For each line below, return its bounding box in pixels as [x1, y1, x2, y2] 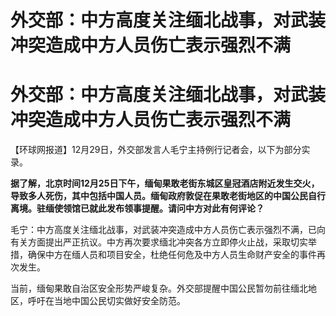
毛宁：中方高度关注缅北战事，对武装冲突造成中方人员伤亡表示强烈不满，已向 [10, 224, 326, 236]
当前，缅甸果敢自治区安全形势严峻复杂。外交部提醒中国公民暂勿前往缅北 [10, 282, 308, 295]
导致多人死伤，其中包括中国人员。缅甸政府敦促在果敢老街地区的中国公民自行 [10, 190, 326, 202]
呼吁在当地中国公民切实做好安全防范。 [27, 295, 186, 307]
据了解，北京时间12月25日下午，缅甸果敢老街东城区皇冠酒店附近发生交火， [10, 177, 320, 190]
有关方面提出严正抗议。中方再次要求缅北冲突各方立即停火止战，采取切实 [10, 236, 308, 248]
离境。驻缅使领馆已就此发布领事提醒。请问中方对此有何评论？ [10, 202, 265, 215]
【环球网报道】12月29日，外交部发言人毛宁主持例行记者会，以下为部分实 [10, 144, 311, 156]
